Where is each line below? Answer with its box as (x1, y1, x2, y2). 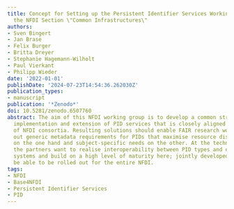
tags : (7, 165, 23, 173)
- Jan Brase (7, 36, 42, 43)
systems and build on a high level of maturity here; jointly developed (13, 153, 229, 160)
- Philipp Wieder (7, 68, 58, 75)
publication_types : (7, 88, 64, 95)
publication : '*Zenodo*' (7, 101, 79, 108)
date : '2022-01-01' (7, 75, 64, 82)
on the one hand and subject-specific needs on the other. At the (13, 140, 210, 147)
